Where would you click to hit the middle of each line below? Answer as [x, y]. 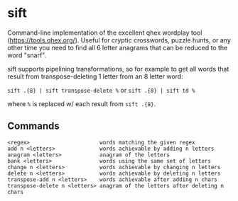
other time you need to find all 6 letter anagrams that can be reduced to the [118, 47]
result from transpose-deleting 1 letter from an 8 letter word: [95, 76]
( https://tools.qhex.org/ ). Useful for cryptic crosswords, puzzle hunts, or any [119, 40]
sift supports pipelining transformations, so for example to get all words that [118, 69]
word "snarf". [27, 55]
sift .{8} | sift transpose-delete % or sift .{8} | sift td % [101, 90]
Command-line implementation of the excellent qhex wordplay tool [105, 33]
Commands [34, 126]
